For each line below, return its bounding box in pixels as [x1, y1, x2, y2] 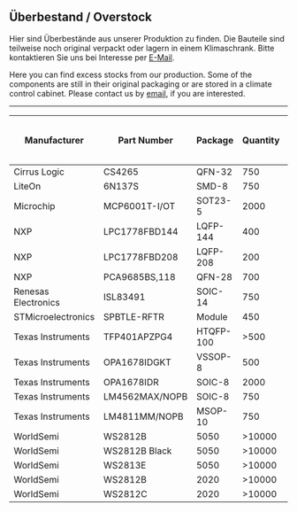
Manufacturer [24, 134, 84, 146]
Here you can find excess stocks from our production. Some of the [9, 69, 253, 80]
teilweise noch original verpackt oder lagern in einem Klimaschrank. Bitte [9, 43, 275, 53]
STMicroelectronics [13, 310, 95, 322]
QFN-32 [195, 166, 232, 178]
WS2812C [103, 487, 148, 500]
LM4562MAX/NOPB [103, 390, 188, 402]
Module [195, 310, 228, 322]
